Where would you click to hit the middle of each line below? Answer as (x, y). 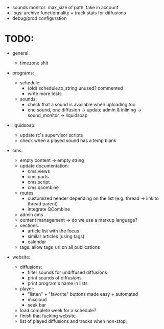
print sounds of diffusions (55, 277)
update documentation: (44, 166)
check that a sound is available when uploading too (81, 104)
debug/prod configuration (39, 18)
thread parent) (43, 203)
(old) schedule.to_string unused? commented (75, 88)
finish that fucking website (48, 316)
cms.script (39, 182)
